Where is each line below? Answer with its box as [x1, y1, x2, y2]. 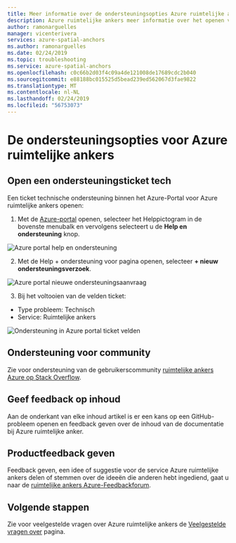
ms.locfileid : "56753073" [7, 102, 83, 109]
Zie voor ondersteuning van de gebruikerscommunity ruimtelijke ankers [7, 365, 214, 373]
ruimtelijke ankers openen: [7, 201, 84, 210]
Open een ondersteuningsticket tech [7, 175, 172, 187]
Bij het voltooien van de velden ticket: [17, 291, 126, 300]
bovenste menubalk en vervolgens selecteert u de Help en [17, 222, 188, 231]
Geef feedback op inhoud [7, 393, 121, 405]
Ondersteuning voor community [7, 347, 151, 359]
